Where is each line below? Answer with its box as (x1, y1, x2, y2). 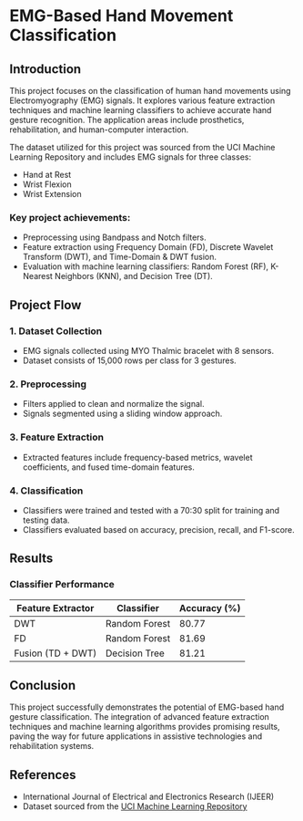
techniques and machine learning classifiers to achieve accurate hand (9, 105, 272, 115)
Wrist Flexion (22, 179, 73, 190)
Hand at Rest (22, 170, 72, 180)
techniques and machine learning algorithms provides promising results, (9, 722, 280, 733)
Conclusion (9, 677, 76, 693)
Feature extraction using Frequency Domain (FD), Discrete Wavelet (22, 242, 274, 253)
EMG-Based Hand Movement (9, 5, 234, 26)
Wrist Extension (22, 189, 82, 199)
